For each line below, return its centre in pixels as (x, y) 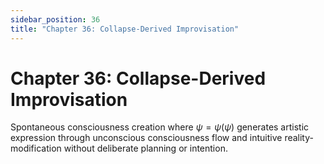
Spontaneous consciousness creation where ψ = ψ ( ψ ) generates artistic (160, 127)
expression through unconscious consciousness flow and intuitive (146, 138)
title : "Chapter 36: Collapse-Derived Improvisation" (125, 29)
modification (36, 148)
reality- (299, 138)
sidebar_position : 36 (55, 19)
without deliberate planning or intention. (145, 148)
